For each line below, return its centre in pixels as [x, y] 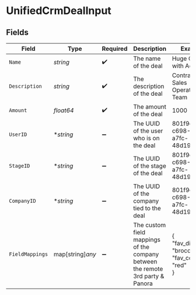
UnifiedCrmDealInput [59, 11]
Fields [17, 32]
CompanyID [22, 201]
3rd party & [149, 276]
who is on [146, 138]
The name [147, 58]
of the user [148, 131]
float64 [64, 110]
